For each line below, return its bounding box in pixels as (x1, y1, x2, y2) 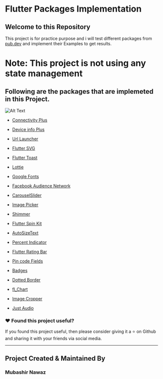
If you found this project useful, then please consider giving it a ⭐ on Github (5, 329, 156, 334)
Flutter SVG (12, 146, 35, 151)
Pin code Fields (12, 258, 43, 264)
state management (5, 68, 83, 79)
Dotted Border (12, 277, 41, 282)
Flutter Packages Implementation (5, 3, 142, 15)
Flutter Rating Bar (12, 249, 47, 254)
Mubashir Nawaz (5, 369, 46, 376)
